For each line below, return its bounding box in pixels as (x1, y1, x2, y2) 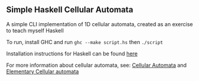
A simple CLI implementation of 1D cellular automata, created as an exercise (6, 20, 193, 27)
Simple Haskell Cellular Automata (6, 5, 133, 15)
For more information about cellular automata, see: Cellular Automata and (6, 61, 187, 68)
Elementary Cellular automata (6, 68, 79, 75)
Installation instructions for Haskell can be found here (6, 50, 138, 57)
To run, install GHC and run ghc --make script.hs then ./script (6, 38, 163, 45)
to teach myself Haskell (6, 27, 64, 34)
